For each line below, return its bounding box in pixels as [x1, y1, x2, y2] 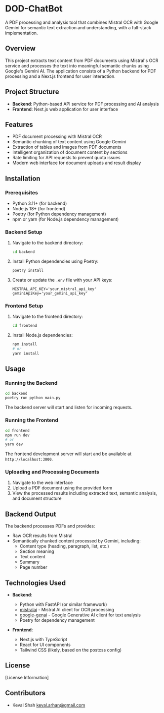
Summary [19, 559, 40, 565]
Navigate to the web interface [12, 479, 73, 486]
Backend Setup [5, 229, 43, 236]
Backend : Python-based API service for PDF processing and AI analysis [12, 101, 159, 107]
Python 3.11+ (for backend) [12, 200, 67, 206]
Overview [5, 44, 36, 53]
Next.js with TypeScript [19, 637, 68, 643]
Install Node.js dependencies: [12, 332, 73, 338]
